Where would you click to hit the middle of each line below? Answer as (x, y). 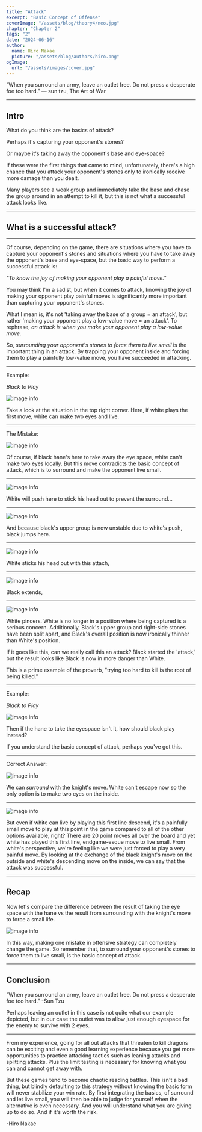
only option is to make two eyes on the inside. (63, 794)
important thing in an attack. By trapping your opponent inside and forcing (98, 351)
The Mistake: (22, 434)
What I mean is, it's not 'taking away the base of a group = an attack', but (97, 314)
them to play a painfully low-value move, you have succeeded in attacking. (99, 358)
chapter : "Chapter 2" (33, 29)
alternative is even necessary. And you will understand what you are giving (99, 1106)
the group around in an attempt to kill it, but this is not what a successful (96, 196)
